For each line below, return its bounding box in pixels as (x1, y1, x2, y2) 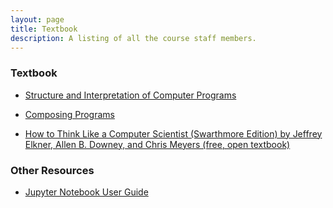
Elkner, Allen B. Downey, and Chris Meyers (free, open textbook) (24, 138, 291, 150)
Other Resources (10, 163, 95, 177)
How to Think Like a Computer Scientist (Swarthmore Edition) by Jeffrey (24, 127, 323, 140)
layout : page (10, 14, 65, 25)
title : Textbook (10, 24, 78, 34)
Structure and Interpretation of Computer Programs (24, 89, 237, 101)
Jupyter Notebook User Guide (24, 186, 149, 198)
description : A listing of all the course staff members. (10, 33, 257, 43)
